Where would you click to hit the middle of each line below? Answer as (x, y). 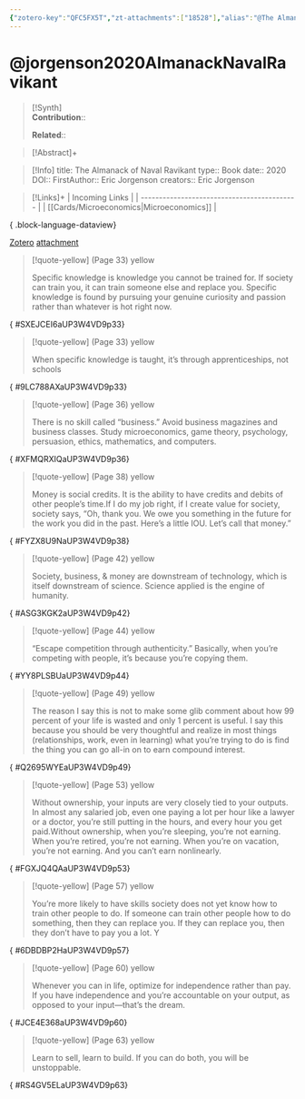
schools (46, 368)
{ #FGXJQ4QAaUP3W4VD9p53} (70, 868)
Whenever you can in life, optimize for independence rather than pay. (161, 985)
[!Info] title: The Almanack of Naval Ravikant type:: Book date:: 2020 (159, 170)
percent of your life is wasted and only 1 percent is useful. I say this (157, 721)
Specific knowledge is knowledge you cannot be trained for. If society (162, 277)
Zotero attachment (44, 242)
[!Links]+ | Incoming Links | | (85, 197)
